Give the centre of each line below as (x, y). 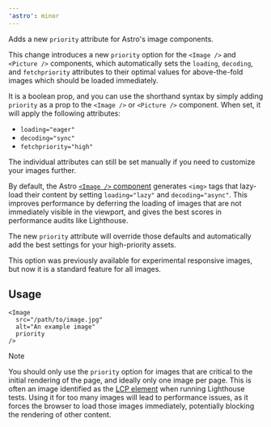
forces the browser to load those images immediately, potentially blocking (131, 406)
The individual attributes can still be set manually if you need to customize (132, 162)
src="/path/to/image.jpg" (59, 320)
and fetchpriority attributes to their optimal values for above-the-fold (126, 72)
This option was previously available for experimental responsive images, (131, 260)
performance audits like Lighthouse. (68, 220)
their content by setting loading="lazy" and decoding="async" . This (136, 194)
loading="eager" (47, 129)
